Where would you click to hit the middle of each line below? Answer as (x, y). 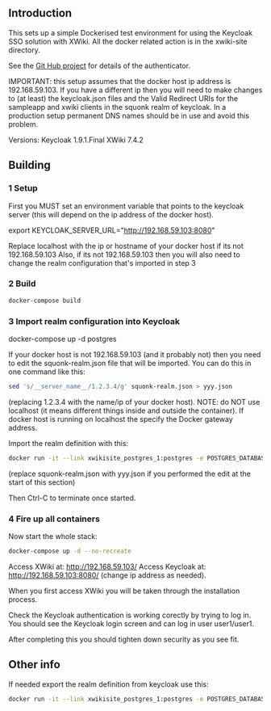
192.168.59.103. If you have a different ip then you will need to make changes (135, 90)
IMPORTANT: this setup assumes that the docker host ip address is (120, 81)
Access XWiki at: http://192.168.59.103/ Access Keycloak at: (107, 566)
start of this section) (42, 482)
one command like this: (47, 372)
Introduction (40, 13)
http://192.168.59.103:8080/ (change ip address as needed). (108, 575)
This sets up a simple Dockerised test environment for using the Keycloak (130, 32)
